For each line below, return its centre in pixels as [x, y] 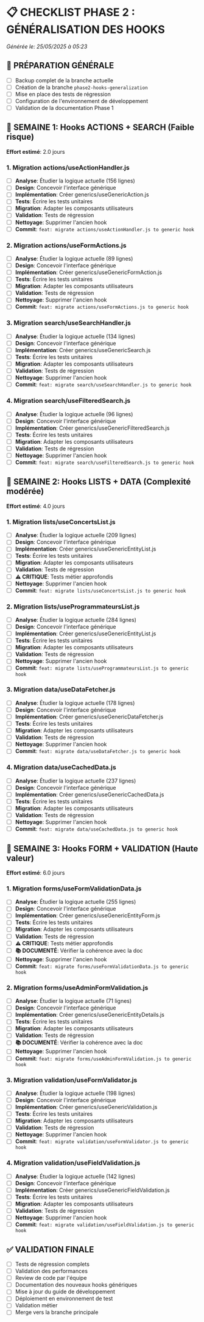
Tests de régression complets [52, 1264]
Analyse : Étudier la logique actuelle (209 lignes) [76, 535]
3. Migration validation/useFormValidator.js [72, 1080]
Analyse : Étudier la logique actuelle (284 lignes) [76, 620]
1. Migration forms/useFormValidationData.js [74, 888]
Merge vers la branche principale [57, 1312]
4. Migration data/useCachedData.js [62, 767]
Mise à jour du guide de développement [65, 1291]
